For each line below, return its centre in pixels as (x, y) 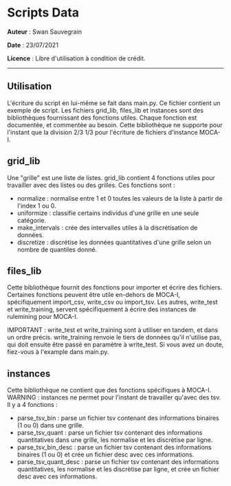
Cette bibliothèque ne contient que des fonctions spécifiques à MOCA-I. (109, 390)
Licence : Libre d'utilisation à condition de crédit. (76, 58)
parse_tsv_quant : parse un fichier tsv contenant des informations (110, 433)
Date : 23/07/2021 (33, 45)
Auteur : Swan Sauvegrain (45, 32)
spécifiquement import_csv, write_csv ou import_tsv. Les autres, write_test (112, 302)
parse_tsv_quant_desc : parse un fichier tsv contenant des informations (118, 462)
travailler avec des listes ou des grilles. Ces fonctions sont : (91, 185)
